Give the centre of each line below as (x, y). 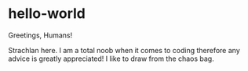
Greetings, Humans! (40, 35)
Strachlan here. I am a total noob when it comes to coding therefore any (124, 50)
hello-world (47, 14)
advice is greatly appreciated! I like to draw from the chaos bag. (111, 59)
